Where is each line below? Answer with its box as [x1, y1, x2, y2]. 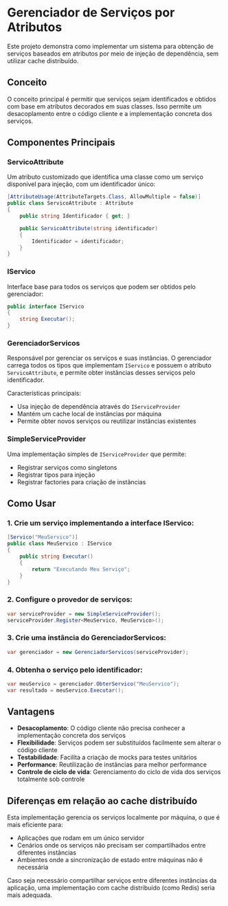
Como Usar [7, 498, 56, 510]
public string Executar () [19, 553, 94, 560]
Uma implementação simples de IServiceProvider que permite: [7, 450, 187, 458]
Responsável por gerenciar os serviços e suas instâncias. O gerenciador [7, 354, 212, 362]
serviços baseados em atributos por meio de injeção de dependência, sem [7, 49, 219, 58]
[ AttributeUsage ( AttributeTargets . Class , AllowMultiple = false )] [7, 194, 201, 201]
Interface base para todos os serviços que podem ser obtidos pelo [7, 282, 196, 291]
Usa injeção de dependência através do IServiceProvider [16, 403, 181, 411]
